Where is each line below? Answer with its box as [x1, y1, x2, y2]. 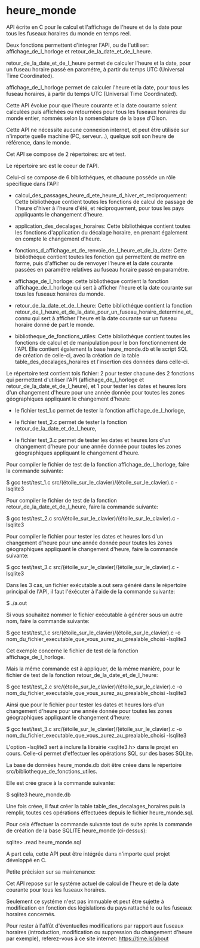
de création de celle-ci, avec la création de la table [14, 351, 140, 359]
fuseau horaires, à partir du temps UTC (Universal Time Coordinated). [6, 90, 178, 97]
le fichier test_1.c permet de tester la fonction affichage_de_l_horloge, [14, 407, 186, 414]
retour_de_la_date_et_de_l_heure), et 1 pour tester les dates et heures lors [6, 382, 187, 390]
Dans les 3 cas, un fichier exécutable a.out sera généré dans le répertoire [6, 581, 187, 588]
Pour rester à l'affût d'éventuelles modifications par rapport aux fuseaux [6, 922, 184, 929]
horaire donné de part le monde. [14, 321, 95, 328]
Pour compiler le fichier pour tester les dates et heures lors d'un [6, 532, 164, 540]
